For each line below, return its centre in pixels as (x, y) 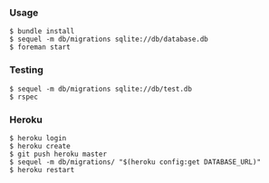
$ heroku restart (42, 169)
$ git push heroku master (58, 154)
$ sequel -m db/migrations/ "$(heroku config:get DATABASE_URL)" (135, 162)
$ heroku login (38, 138)
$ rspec (24, 97)
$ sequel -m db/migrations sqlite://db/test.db (101, 89)
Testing (26, 70)
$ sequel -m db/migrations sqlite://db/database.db (109, 39)
